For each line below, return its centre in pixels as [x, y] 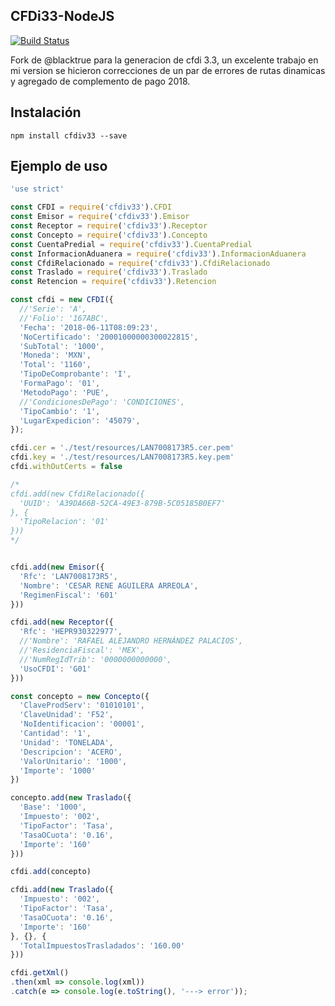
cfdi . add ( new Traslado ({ [62, 890]
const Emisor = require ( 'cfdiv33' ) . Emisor [100, 217]
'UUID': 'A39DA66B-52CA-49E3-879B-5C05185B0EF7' [122, 503]
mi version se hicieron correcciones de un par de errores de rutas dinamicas [168, 70]
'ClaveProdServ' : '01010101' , [82, 705]
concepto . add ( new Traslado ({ [71, 798]
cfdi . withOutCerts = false [66, 467]
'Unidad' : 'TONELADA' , [66, 742]
